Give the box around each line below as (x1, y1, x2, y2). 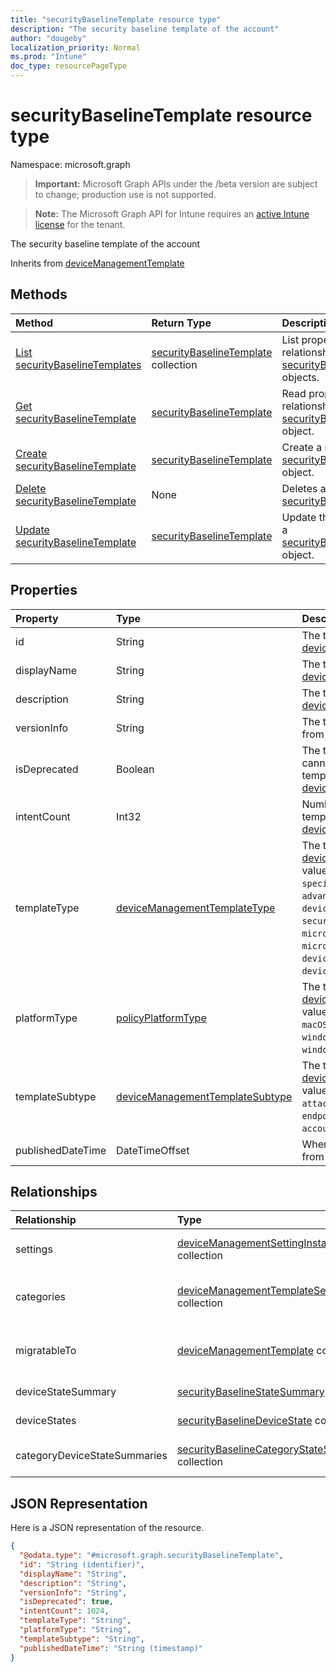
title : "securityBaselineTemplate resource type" (10, 14, 222, 25)
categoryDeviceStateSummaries (15, 1449, 168, 1463)
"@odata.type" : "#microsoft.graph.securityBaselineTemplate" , (19, 1551, 284, 1561)
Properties (10, 582, 78, 599)
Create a (281, 440, 323, 454)
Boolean (116, 762, 155, 776)
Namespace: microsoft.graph (10, 158, 131, 170)
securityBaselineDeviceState (176, 1414, 313, 1428)
